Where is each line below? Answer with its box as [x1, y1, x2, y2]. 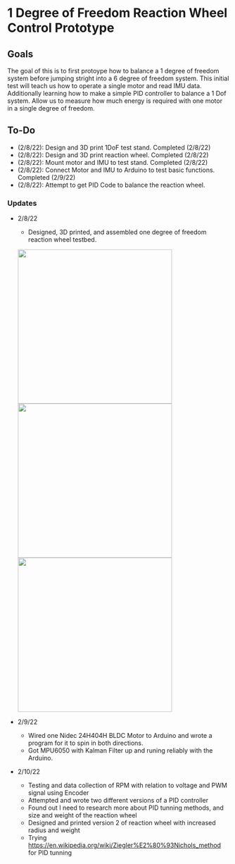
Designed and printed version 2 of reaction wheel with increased [27, 819, 216, 827]
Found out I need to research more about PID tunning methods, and [27, 803, 224, 812]
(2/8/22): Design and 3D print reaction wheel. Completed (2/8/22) [17, 150, 209, 159]
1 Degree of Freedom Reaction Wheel [7, 5, 228, 21]
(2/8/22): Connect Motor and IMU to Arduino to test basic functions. [17, 166, 215, 174]
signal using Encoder [27, 789, 89, 797]
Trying [27, 834, 47, 842]
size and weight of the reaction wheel [27, 811, 137, 820]
